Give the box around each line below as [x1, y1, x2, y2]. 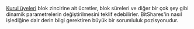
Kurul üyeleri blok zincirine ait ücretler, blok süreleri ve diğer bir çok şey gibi [6, 5, 189, 11]
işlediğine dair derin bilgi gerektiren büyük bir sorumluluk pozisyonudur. [6, 17, 179, 23]
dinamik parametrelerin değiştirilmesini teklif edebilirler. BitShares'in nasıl [6, 11, 182, 18]
